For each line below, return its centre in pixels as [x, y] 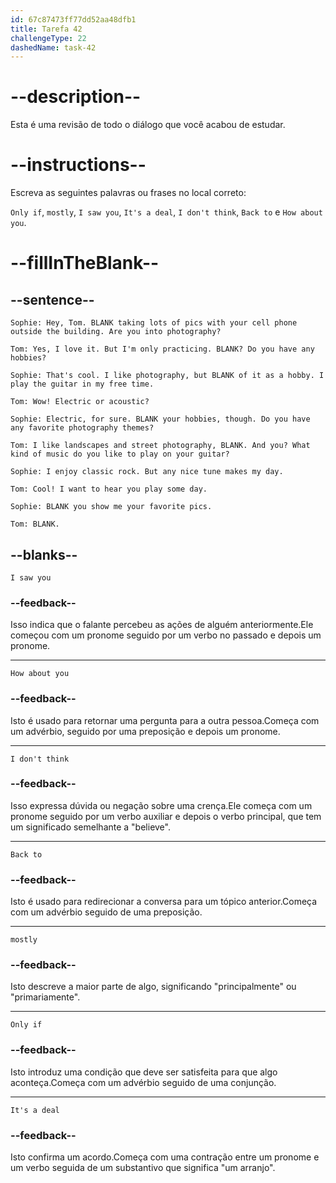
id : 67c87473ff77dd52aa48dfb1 [73, 19]
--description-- [76, 97]
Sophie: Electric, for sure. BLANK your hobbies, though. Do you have [160, 419]
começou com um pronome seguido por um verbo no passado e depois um [166, 635]
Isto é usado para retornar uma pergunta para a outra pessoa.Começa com [165, 720]
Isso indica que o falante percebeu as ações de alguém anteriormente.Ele [162, 625]
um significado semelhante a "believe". [90, 827]
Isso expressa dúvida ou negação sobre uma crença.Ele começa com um [161, 805]
